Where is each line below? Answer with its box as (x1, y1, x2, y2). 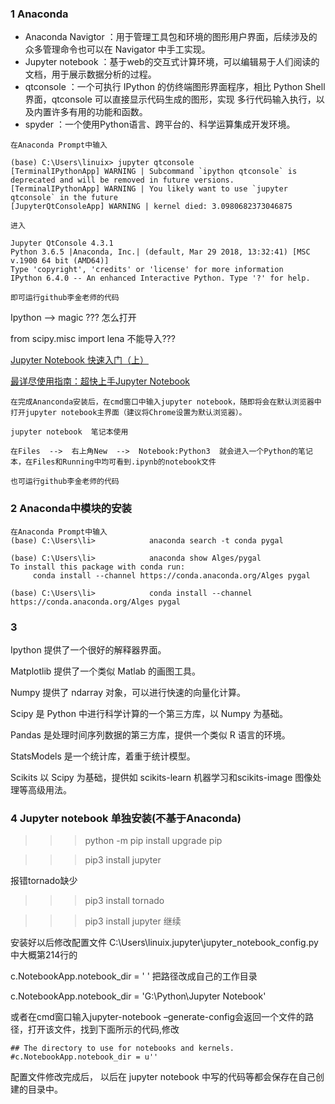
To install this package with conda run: (10, 562, 186, 572)
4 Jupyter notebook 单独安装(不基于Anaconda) (10, 811, 242, 825)
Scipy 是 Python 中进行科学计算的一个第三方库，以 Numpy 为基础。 (10, 707, 289, 719)
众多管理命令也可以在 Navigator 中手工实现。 (24, 43, 211, 56)
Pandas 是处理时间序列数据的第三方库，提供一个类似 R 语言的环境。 (10, 728, 291, 741)
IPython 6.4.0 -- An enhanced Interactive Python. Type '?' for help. (10, 273, 311, 284)
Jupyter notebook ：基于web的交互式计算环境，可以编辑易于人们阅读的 (24, 56, 320, 68)
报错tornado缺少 (10, 875, 78, 887)
